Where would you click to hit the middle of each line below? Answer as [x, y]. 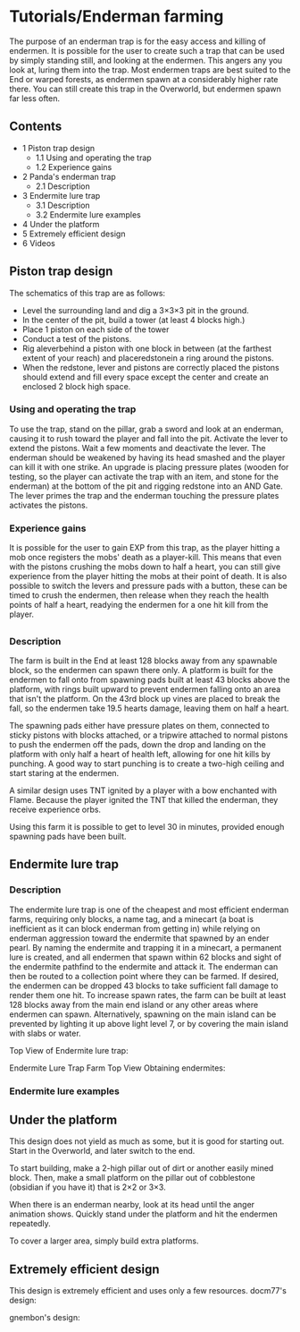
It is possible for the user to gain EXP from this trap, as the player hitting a [145, 548]
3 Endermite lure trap [61, 195]
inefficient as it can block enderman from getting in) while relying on [135, 928]
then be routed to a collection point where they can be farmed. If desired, [144, 976]
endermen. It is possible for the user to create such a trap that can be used [147, 50]
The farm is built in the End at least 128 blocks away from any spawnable [143, 661]
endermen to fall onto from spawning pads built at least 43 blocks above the [150, 679]
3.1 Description [63, 205]
